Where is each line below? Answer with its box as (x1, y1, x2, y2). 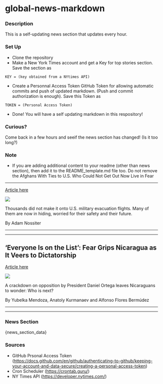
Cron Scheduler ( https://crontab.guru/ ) (12, 368, 90, 374)
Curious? (5, 123, 27, 130)
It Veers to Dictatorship (5, 251, 77, 259)
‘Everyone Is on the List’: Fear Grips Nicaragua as (5, 243, 157, 252)
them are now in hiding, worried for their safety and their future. (5, 211, 132, 217)
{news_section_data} (5, 329, 47, 335)
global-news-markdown (5, 3, 105, 14)
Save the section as (12, 65, 52, 71)
